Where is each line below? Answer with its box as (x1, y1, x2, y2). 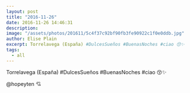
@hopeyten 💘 (6, 80, 42, 87)
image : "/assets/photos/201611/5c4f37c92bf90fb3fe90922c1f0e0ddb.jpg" (6, 31, 185, 36)
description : (6, 25, 39, 31)
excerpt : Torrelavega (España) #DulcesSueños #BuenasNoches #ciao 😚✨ (6, 42, 185, 48)
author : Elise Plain (6, 36, 58, 42)
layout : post (6, 8, 39, 15)
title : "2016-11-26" (6, 14, 58, 20)
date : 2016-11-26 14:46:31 (6, 19, 73, 25)
